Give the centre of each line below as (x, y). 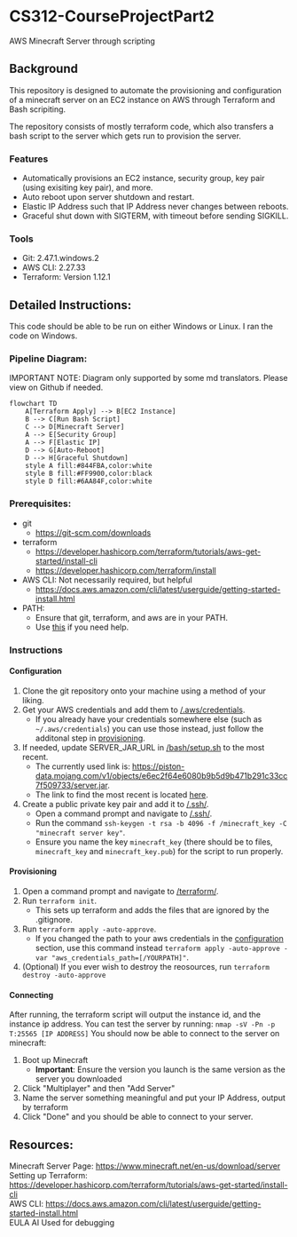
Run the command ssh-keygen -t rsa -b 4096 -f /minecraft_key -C (161, 822)
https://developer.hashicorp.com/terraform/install (126, 570)
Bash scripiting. (38, 109)
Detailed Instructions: (70, 305)
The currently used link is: (82, 766)
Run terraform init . (59, 901)
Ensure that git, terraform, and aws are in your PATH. (132, 617)
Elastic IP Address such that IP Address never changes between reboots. (155, 207)
